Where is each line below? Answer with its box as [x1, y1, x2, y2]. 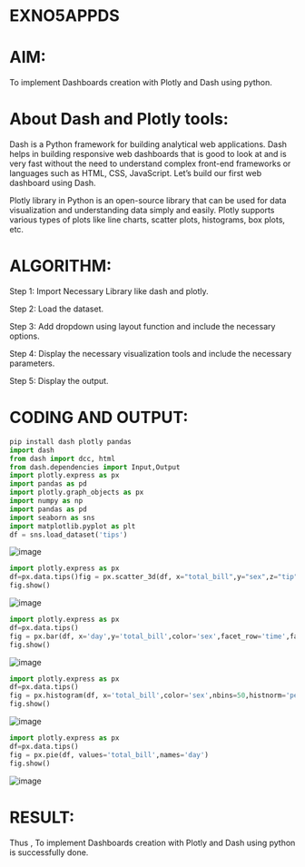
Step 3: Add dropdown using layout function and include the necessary [9, 321, 276, 331]
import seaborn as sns [9, 513, 95, 522]
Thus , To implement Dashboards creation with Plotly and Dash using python [9, 837, 296, 848]
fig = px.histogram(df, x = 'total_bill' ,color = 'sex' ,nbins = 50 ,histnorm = [9, 691, 286, 700]
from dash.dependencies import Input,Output [9, 462, 181, 472]
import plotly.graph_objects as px [9, 488, 144, 498]
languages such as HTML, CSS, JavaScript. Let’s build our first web [9, 168, 262, 179]
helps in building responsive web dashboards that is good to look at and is [9, 149, 288, 160]
